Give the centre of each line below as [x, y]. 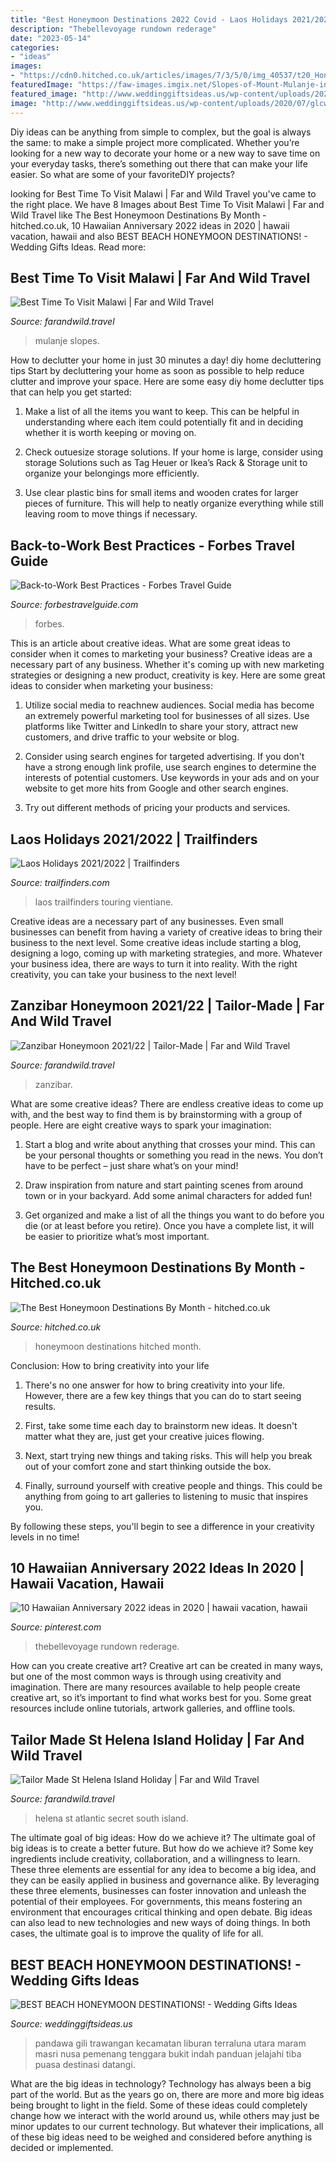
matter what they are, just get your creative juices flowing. [144, 1436]
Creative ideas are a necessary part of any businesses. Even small [147, 921]
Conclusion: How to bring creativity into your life [110, 1365]
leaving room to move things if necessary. [111, 514]
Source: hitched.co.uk [56, 1327]
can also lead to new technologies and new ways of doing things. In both [160, 1923]
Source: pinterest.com [56, 1627]
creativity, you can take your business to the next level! [123, 974]
